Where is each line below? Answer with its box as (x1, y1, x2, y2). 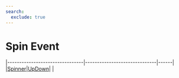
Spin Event (5, 40, 60, 53)
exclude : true (11, 14, 45, 20)
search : (5, 8, 25, 15)
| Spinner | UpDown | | (5, 66, 54, 73)
